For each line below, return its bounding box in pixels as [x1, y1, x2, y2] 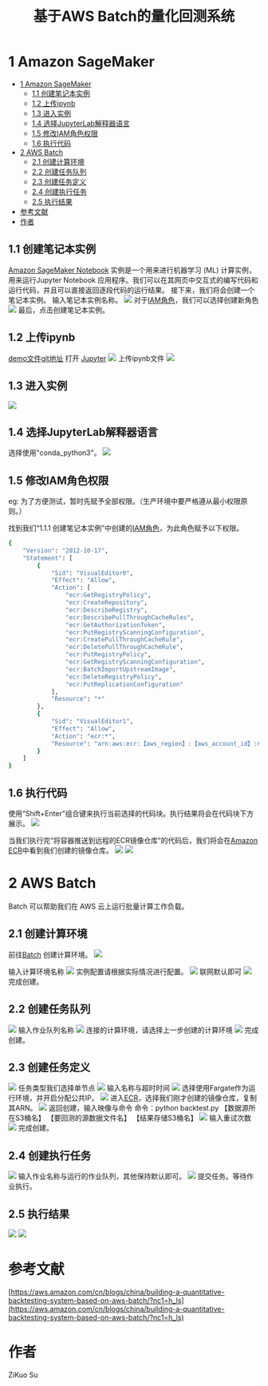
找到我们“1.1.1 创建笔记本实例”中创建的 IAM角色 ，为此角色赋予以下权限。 [8, 524, 244, 533]
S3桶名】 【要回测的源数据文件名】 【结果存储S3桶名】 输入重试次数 [14, 1113, 252, 1123]
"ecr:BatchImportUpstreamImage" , [65, 665, 177, 673]
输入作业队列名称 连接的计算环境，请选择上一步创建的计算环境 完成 [18, 1025, 259, 1035]
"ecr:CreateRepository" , [65, 599, 148, 607]
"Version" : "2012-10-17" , [22, 546, 109, 555]
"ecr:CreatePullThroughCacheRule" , [65, 636, 183, 643]
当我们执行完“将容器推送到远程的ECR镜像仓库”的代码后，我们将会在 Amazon [8, 835, 258, 845]
